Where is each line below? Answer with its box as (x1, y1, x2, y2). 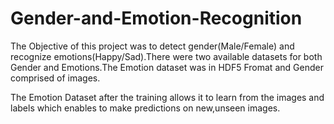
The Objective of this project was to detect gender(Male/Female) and (10, 40, 295, 52)
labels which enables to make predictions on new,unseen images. (10, 102, 281, 114)
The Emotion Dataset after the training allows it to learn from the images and (10, 91, 325, 103)
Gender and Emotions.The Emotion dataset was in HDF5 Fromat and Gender (10, 61, 324, 73)
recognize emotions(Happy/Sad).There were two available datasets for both (10, 50, 323, 62)
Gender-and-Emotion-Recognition (10, 7, 303, 30)
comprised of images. (10, 72, 101, 84)
